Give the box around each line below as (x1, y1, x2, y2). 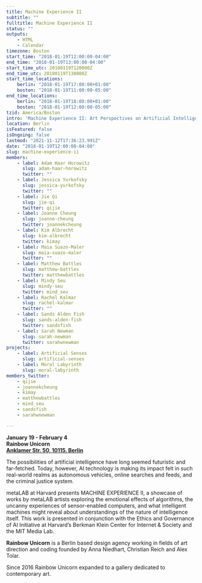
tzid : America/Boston (6, 110, 61, 116)
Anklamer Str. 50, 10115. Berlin (6, 446, 84, 454)
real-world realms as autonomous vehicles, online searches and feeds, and (6, 471, 192, 478)
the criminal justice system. (6, 477, 74, 485)
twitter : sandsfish (22, 322, 71, 328)
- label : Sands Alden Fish (17, 311, 85, 317)
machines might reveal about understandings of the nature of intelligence (6, 508, 188, 516)
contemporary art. (6, 570, 51, 577)
